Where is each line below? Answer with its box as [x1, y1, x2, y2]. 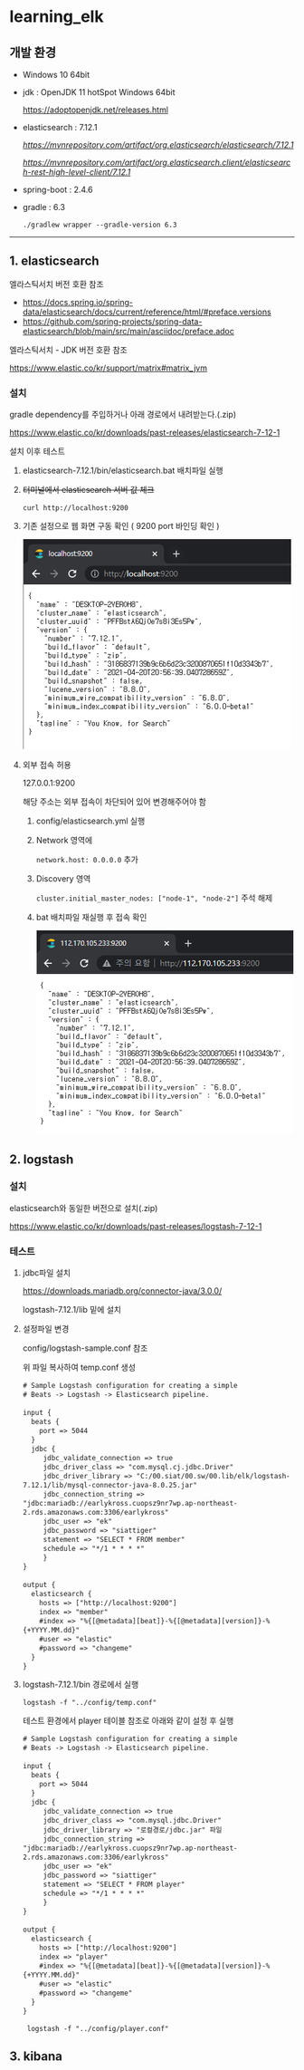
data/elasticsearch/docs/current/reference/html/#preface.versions [22, 306, 271, 317]
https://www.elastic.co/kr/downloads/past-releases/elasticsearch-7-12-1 [9, 428, 280, 438]
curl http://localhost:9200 [22, 504, 128, 513]
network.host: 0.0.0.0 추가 [35, 854, 138, 865]
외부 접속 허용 [22, 759, 71, 771]
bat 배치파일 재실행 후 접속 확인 [35, 912, 147, 923]
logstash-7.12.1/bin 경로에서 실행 [22, 1679, 139, 1690]
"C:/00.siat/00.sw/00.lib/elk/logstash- [136, 1472, 291, 1481]
